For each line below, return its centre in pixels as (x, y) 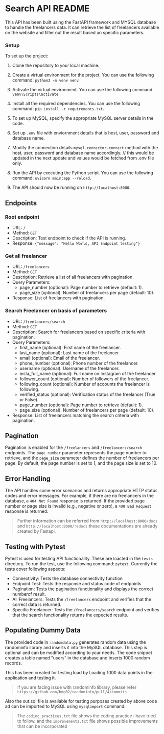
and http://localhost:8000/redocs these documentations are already (87, 526)
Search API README (47, 9)
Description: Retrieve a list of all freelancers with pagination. (73, 277)
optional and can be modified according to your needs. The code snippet (79, 653)
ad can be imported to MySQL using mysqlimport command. (65, 706)
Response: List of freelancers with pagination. (59, 298)
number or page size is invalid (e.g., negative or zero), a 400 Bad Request (78, 506)
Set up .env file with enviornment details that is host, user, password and (85, 133)
